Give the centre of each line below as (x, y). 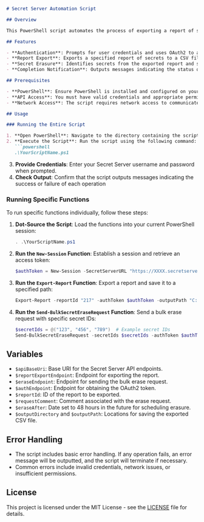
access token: (32, 260)
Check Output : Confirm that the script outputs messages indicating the (104, 177)
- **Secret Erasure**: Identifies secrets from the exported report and (100, 64)
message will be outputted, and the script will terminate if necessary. (101, 461)
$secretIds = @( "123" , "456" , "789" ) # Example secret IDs (93, 329)
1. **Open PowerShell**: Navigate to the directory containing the (93, 136)
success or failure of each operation (60, 184)
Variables (25, 354)
